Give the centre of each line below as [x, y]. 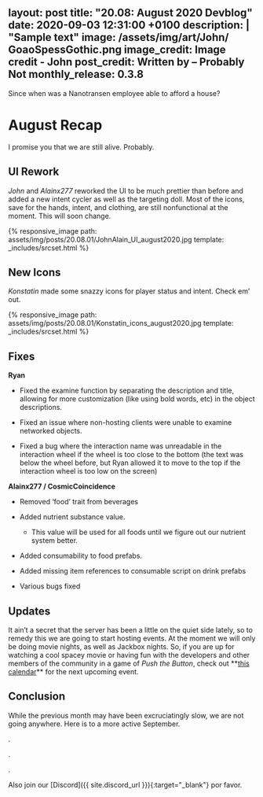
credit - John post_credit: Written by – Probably [126, 62]
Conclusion [37, 697]
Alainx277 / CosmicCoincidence [62, 486]
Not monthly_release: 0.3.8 [76, 74]
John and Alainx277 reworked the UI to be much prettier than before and [126, 190]
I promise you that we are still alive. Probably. [81, 147]
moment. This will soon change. [60, 216]
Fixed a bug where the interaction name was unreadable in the [121, 446]
